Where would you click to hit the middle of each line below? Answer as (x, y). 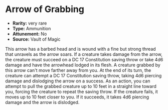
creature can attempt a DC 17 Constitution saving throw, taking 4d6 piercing (83, 75)
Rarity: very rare (30, 23)
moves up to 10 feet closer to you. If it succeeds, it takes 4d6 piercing (77, 97)
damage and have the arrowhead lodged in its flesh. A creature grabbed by (83, 65)
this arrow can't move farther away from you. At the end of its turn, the (78, 70)
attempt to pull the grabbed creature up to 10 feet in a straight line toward (81, 86)
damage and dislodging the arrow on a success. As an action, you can (78, 81)
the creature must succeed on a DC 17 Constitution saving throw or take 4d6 (84, 59)
